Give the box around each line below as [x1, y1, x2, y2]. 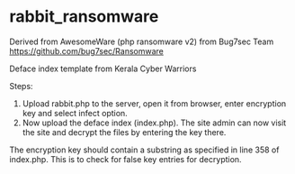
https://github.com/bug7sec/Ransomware [9, 45, 164, 56]
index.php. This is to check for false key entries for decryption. [9, 153, 242, 164]
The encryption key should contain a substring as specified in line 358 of [9, 144, 280, 155]
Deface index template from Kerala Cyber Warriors [9, 63, 197, 74]
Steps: [9, 80, 33, 91]
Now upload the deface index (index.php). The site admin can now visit [22, 117, 287, 128]
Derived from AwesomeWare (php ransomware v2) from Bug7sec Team [9, 36, 274, 47]
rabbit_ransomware [9, 6, 159, 27]
